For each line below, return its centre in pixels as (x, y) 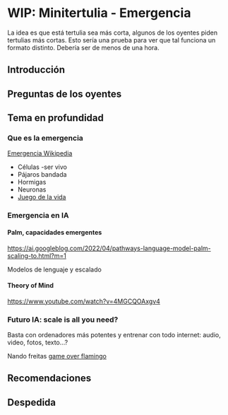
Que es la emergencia (45, 138)
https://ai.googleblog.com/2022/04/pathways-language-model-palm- (109, 248)
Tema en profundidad (56, 118)
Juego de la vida (42, 197)
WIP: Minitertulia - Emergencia (99, 13)
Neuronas (32, 189)
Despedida (32, 402)
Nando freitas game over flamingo (57, 356)
